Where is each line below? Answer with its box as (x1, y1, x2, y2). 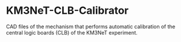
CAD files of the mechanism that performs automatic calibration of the (6, 23, 176, 30)
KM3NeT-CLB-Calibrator (6, 4, 129, 17)
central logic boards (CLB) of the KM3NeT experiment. (6, 29, 138, 36)
